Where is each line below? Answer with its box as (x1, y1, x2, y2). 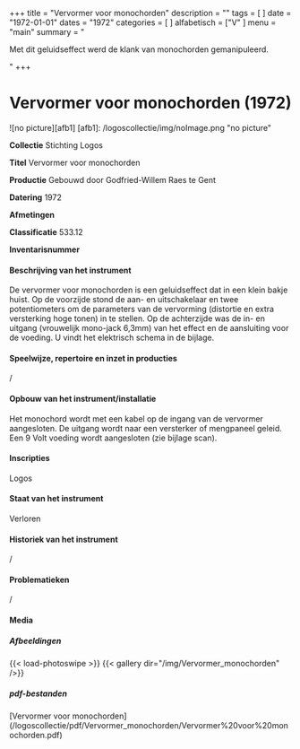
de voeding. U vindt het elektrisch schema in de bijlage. (9, 332, 215, 344)
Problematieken (9, 574, 70, 585)
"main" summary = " (9, 27, 85, 37)
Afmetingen (9, 209, 56, 220)
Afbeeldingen (9, 635, 62, 646)
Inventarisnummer (9, 244, 81, 255)
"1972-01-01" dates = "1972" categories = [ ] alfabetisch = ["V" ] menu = (9, 17, 277, 28)
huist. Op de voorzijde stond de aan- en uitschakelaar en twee (9, 294, 239, 305)
